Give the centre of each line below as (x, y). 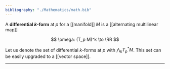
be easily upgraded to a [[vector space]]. (48, 56)
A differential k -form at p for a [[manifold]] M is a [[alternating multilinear (82, 24)
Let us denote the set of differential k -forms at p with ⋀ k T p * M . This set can (83, 50)
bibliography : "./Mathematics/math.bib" (49, 10)
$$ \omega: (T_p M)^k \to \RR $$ (85, 39)
